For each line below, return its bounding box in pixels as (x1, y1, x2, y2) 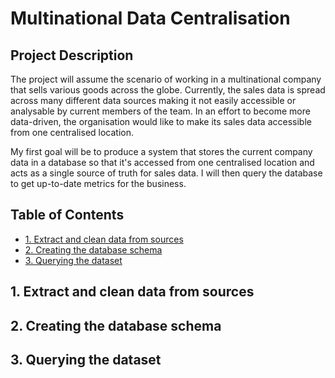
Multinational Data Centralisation (10, 7, 291, 30)
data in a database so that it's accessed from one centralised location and (10, 157, 315, 168)
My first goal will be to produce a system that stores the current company (10, 146, 313, 157)
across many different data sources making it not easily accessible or (10, 95, 297, 106)
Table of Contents (10, 207, 125, 224)
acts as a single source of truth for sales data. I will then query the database (10, 167, 323, 179)
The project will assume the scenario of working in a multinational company (10, 73, 322, 85)
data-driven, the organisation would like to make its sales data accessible (10, 116, 312, 127)
